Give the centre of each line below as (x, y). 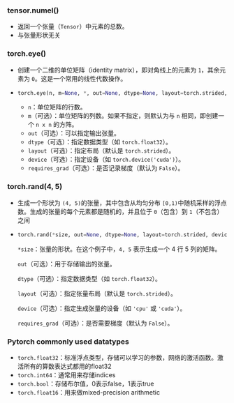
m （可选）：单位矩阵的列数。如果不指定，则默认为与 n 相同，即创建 (123, 116)
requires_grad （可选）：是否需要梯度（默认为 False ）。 (95, 323)
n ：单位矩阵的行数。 (57, 107)
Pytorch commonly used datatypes (68, 342)
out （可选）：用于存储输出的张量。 (67, 264)
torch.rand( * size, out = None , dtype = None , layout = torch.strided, (113, 235)
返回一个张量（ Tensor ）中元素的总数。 (73, 26)
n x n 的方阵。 (57, 125)
